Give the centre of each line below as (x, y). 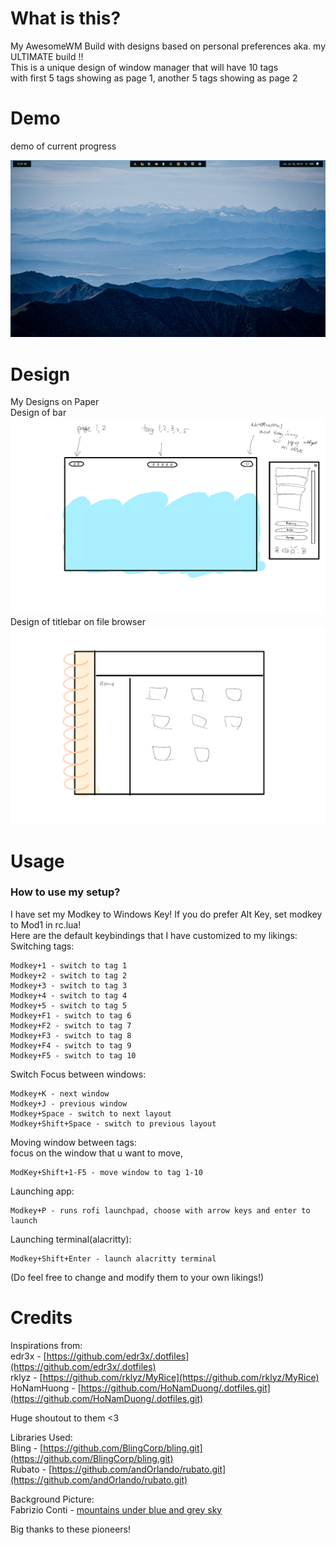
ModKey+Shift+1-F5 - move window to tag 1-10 (106, 1172)
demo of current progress (63, 146)
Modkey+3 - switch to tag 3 (69, 985)
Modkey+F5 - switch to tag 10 (73, 1055)
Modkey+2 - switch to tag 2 (69, 975)
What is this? (66, 18)
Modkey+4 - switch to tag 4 (69, 995)
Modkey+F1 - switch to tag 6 (71, 1015)
